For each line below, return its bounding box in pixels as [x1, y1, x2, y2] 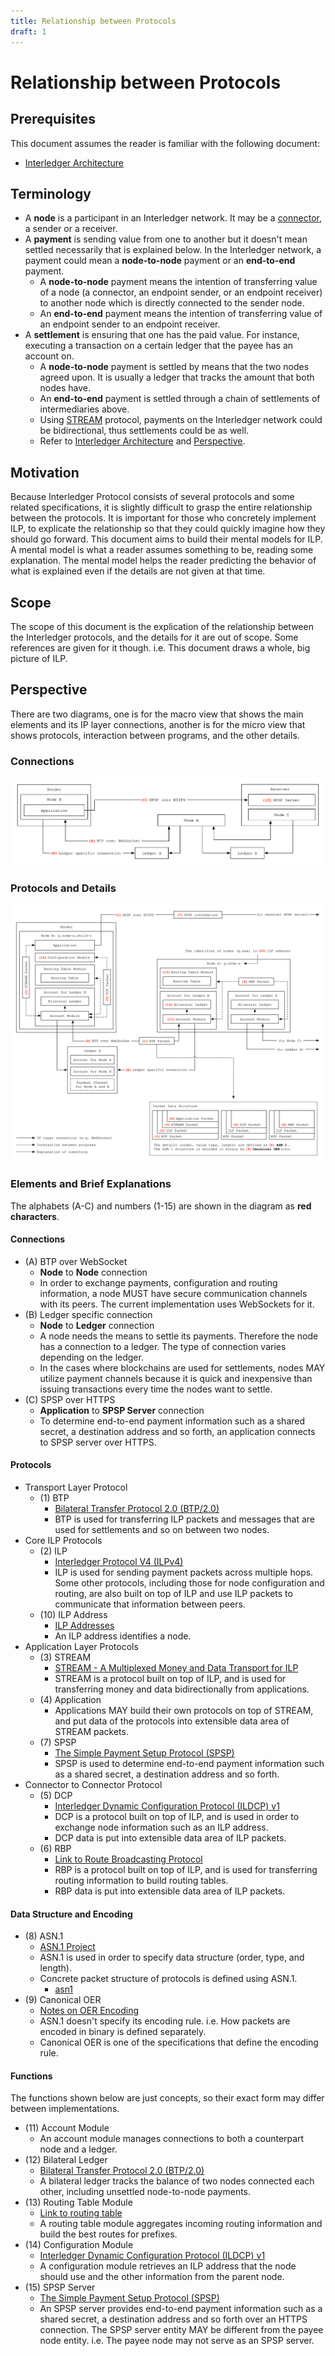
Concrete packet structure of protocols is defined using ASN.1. [39, 1973, 298, 1985]
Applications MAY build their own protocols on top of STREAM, [54, 1704, 314, 1716]
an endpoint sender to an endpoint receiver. [39, 318, 221, 330]
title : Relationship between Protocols [10, 16, 177, 26]
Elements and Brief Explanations [10, 1177, 172, 1191]
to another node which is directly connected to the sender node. [39, 297, 305, 309]
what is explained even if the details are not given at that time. [10, 565, 266, 577]
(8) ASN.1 [24, 1930, 64, 1942]
